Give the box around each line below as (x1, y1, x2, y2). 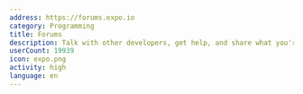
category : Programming (9, 21, 95, 30)
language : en (9, 72, 59, 81)
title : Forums (9, 30, 63, 38)
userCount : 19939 (9, 47, 75, 56)
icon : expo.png (9, 55, 67, 64)
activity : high (9, 64, 67, 73)
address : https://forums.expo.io (9, 13, 135, 22)
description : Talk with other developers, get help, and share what (9, 38, 272, 47)
